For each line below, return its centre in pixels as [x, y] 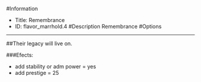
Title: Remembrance [40, 20]
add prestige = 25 [37, 73]
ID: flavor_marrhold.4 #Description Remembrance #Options [88, 26]
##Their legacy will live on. [39, 43]
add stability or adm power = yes [55, 67]
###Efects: [20, 55]
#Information [22, 9]
